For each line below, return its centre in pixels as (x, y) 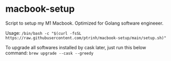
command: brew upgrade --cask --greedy (50, 53)
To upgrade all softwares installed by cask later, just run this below (76, 47)
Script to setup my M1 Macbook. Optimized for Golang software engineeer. (84, 23)
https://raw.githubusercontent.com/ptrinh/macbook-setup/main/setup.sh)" (86, 38)
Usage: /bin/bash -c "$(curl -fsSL (43, 33)
